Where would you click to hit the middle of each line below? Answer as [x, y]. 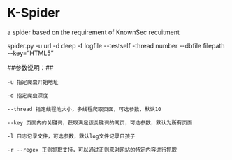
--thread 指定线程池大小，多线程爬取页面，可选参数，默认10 [85, 109]
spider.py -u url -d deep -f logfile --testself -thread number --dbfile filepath [116, 45]
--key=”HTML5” [30, 53]
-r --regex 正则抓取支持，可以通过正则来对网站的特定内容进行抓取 [92, 150]
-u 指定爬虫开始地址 [33, 82]
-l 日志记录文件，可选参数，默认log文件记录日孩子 [71, 136]
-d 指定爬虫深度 [28, 96]
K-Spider [34, 13]
